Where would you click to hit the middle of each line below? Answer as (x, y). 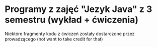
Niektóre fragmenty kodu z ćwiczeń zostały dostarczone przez (70, 33)
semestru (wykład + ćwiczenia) (72, 20)
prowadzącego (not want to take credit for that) (54, 39)
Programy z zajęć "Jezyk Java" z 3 (78, 9)
